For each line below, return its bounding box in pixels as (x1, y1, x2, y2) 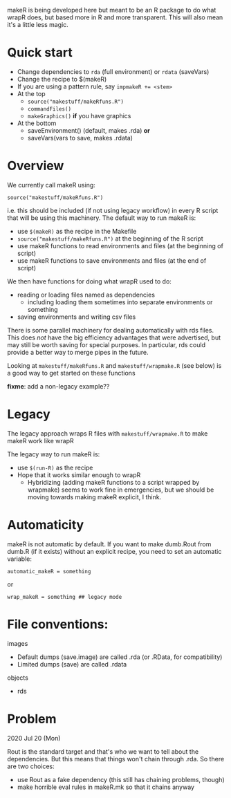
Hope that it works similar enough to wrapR (17, 470, 141, 479)
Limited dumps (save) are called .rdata (17, 660, 127, 668)
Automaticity (7, 517, 84, 532)
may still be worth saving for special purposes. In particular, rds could (7, 340, 206, 349)
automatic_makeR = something (7, 568, 91, 575)
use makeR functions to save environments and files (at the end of (17, 256, 207, 265)
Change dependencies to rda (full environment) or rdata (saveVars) (17, 67, 210, 75)
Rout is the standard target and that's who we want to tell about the (7, 747, 199, 756)
